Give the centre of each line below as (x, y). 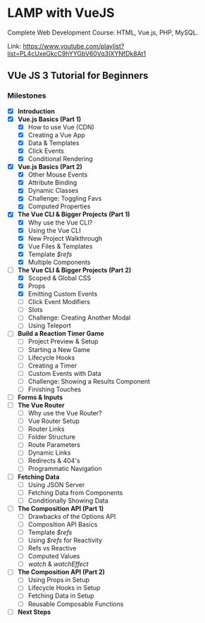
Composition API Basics (63, 524)
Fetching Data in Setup (61, 596)
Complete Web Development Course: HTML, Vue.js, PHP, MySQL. (103, 32)
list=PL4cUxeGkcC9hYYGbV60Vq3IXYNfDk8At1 (77, 54)
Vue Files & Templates (60, 246)
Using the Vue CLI (54, 230)
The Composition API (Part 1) (61, 508)
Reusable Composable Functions (76, 604)
